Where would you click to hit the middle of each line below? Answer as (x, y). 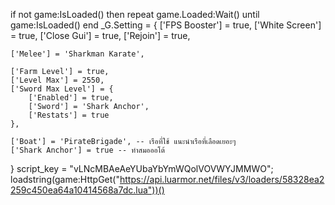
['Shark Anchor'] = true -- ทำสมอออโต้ (88, 150)
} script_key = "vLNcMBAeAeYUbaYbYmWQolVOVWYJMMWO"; (142, 168)
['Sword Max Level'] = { (62, 89)
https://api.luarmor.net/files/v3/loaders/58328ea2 (222, 179)
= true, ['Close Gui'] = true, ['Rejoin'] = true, (100, 35)
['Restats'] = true (69, 115)
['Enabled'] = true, (71, 98)
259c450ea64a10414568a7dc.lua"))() (87, 190)
